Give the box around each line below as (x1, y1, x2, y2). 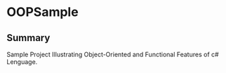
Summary (6, 32, 51, 44)
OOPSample (6, 4, 79, 20)
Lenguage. (6, 58, 38, 66)
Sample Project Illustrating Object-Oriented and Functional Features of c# (6, 50, 219, 58)
